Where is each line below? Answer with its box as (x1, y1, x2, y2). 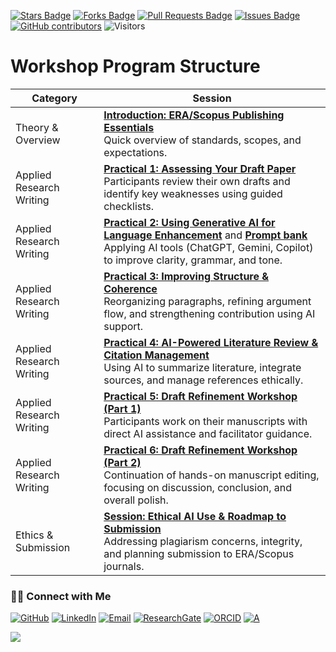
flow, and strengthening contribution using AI (103, 306, 316, 320)
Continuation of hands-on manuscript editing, (103, 468, 320, 482)
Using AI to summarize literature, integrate (103, 360, 302, 374)
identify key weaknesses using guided (103, 186, 283, 200)
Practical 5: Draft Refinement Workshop (103, 389, 298, 403)
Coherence (103, 281, 158, 295)
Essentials (103, 120, 155, 134)
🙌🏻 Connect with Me (10, 589, 112, 603)
